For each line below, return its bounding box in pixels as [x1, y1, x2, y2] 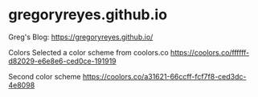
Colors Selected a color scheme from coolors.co [8, 47, 169, 57]
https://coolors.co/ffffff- [170, 47, 250, 57]
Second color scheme [8, 71, 81, 81]
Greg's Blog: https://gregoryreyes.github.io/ [8, 32, 154, 42]
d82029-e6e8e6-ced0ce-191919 [8, 56, 117, 66]
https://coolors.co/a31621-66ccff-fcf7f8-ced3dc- [82, 71, 247, 81]
